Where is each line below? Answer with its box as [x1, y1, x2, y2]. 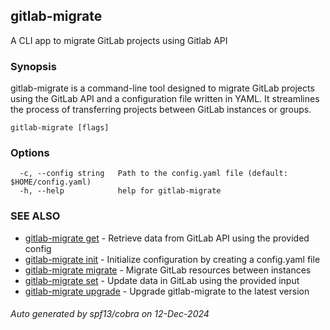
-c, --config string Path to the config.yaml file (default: [19, 169, 288, 179]
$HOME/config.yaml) [10, 177, 92, 188]
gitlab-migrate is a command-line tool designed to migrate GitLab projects [10, 82, 315, 94]
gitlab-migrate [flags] [10, 123, 110, 133]
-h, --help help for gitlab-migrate [19, 186, 222, 196]
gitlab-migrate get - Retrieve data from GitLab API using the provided [24, 232, 310, 244]
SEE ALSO [10, 209, 61, 223]
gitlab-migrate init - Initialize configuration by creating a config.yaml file [24, 253, 321, 265]
